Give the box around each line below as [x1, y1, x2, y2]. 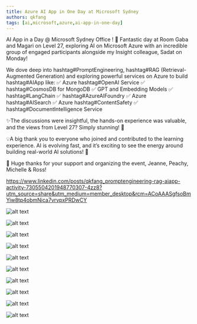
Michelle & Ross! [6, 166, 47, 173]
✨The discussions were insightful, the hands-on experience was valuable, [6, 117, 187, 125]
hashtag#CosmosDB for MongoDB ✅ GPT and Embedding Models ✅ [6, 85, 173, 93]
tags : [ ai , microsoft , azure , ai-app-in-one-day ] [6, 20, 123, 26]
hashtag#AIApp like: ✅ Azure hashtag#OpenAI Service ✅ [6, 79, 146, 86]
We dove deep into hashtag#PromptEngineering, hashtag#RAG [6, 66, 160, 74]
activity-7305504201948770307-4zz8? [6, 184, 102, 191]
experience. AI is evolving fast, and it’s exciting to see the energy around [6, 142, 183, 149]
